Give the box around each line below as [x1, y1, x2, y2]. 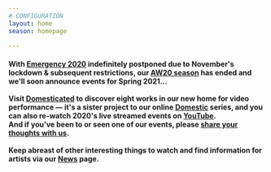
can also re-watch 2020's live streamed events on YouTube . [8, 110, 216, 120]
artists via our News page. [8, 153, 99, 163]
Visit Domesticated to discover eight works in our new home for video [8, 93, 250, 103]
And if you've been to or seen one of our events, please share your [8, 119, 238, 129]
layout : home [8, 19, 53, 28]
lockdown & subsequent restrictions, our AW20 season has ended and [8, 67, 252, 77]
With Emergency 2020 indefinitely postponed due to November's [8, 58, 234, 69]
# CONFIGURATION [8, 11, 63, 20]
